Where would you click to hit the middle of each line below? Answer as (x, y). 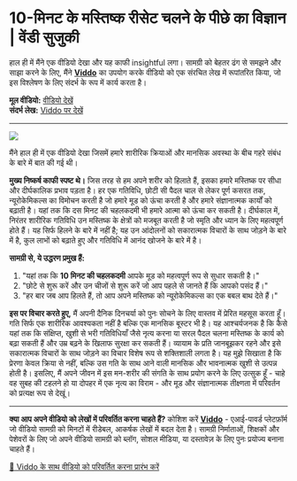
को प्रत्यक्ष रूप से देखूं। (40, 392)
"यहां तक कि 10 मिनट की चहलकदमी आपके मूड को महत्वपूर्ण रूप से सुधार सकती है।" (141, 275)
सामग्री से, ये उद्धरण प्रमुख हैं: (47, 258)
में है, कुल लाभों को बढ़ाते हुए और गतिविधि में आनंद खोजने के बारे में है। (106, 240)
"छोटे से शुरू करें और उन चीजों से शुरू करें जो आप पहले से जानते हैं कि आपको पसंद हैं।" (145, 285)
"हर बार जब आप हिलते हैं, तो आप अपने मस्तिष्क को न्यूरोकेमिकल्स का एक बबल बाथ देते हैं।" (150, 295)
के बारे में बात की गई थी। (44, 162)
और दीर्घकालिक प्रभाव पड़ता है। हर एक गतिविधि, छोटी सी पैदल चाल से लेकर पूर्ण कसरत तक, (137, 190)
